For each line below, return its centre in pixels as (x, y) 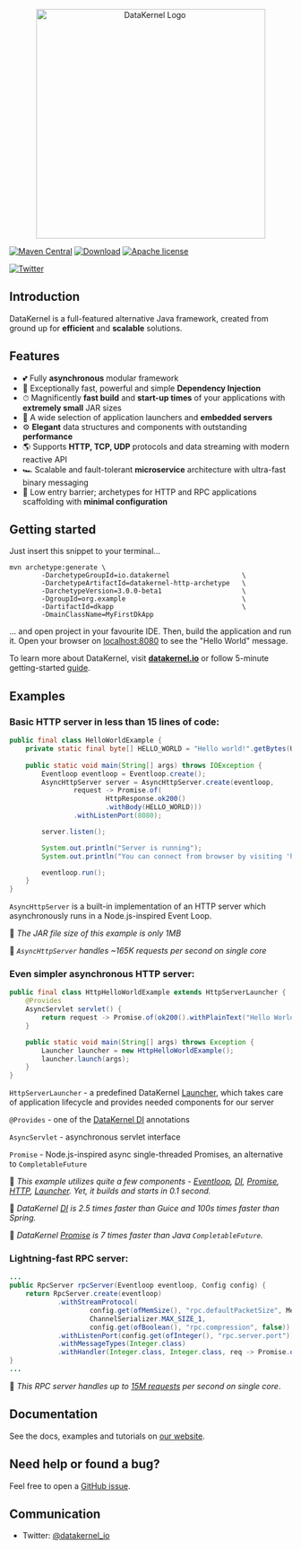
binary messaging (56, 482)
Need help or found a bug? (85, 1464)
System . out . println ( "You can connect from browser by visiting (162, 856)
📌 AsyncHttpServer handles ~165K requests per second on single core (138, 951)
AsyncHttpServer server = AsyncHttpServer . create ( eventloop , (158, 782)
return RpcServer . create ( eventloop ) (94, 1294)
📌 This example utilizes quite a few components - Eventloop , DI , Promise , (144, 1182)
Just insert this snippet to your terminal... (85, 551)
